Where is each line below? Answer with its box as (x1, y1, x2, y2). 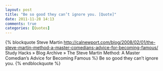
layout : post (5, 7, 32, 12)
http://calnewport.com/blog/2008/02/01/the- (64, 39, 156, 45)
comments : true (5, 21, 37, 26)
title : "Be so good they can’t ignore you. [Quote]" (5, 12, 117, 17)
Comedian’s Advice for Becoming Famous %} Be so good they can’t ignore (5, 55, 159, 61)
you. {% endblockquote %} (5, 61, 61, 67)
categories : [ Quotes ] (5, 26, 50, 31)
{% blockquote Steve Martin (5, 39, 63, 45)
